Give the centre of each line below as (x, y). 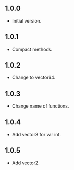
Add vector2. (26, 163)
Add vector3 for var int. (36, 135)
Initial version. (27, 20)
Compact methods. (32, 49)
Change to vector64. (34, 78)
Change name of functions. (41, 106)
